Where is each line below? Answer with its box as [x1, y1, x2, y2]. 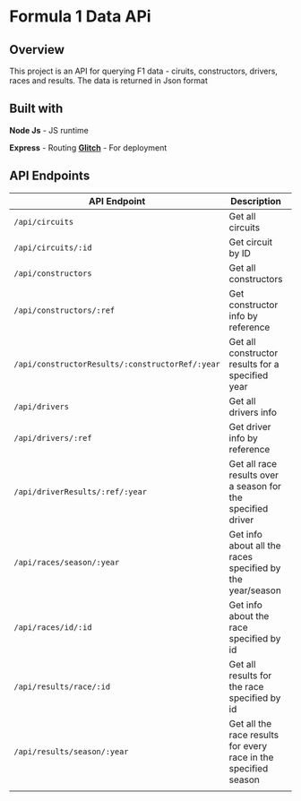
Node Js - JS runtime [9, 125, 90, 135]
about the [228, 609, 270, 622]
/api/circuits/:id [13, 242, 92, 253]
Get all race [228, 457, 278, 469]
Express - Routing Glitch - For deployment [9, 142, 168, 153]
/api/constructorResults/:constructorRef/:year [13, 358, 221, 369]
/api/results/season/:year [13, 746, 129, 756]
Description [229, 194, 282, 207]
